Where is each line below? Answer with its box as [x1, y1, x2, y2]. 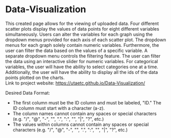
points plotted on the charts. [5, 74, 65, 80]
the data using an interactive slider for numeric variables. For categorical [5, 58, 158, 64]
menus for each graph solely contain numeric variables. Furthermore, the [5, 42, 159, 48]
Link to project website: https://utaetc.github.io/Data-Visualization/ [5, 80, 145, 86]
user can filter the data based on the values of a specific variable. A [5, 47, 148, 53]
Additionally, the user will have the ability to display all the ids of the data [5, 69, 158, 75]
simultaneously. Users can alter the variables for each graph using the [5, 31, 153, 37]
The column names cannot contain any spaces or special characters [12, 111, 157, 117]
